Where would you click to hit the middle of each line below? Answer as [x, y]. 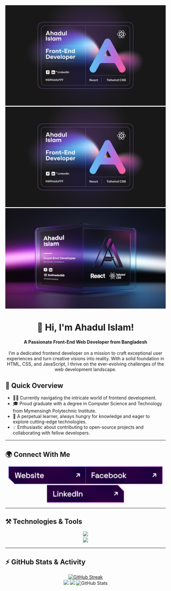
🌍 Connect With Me [38, 454]
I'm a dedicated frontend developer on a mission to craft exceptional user [85, 353]
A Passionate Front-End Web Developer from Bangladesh [85, 342]
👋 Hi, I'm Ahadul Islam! [85, 327]
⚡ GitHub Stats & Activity [45, 562]
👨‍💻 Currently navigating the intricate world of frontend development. [84, 398]
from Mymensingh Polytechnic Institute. [54, 411]
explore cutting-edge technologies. [50, 422]
